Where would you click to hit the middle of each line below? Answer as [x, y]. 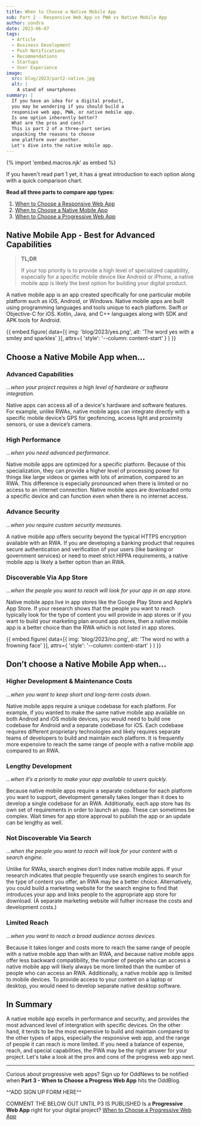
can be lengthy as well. [35, 822]
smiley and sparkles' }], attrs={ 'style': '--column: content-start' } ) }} [91, 338]
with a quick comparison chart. [44, 180]
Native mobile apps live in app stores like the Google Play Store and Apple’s [99, 602]
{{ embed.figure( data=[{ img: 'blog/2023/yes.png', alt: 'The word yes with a [100, 332]
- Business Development [41, 46]
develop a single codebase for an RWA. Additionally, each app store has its [98, 803]
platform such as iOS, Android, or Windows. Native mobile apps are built [95, 301]
